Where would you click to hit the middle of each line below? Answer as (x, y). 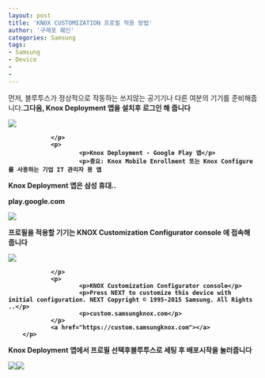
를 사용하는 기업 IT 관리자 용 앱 (55, 170)
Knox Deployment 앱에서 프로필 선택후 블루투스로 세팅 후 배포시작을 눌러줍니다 (130, 350)
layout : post (30, 15)
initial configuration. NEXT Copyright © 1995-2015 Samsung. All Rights (131, 300)
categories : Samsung (42, 38)
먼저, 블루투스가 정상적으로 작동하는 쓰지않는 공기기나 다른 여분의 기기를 (119, 98)
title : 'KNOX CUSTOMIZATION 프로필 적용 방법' (80, 23)
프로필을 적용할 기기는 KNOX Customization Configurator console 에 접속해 (129, 232)
